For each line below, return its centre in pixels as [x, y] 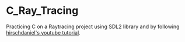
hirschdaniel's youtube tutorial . [43, 32]
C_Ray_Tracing [42, 11]
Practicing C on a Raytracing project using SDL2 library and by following [93, 26]
